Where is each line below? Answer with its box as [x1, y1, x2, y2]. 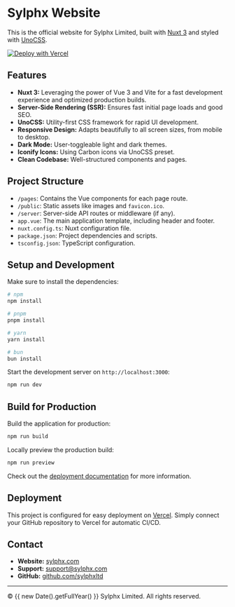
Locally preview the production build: [7, 445, 114, 453]
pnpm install [7, 317, 45, 324]
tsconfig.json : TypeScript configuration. [17, 238, 136, 247]
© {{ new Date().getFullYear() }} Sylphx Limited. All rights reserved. [7, 592, 201, 601]
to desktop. [17, 132, 50, 141]
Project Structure [7, 175, 84, 187]
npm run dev [7, 381, 42, 388]
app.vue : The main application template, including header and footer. [17, 216, 215, 225]
